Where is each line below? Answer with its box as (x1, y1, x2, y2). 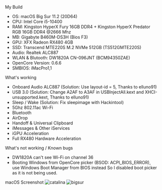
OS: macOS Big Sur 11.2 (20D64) (12, 14, 78, 19)
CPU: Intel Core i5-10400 (12, 19, 63, 24)
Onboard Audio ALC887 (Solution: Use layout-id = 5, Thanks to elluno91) (12, 84, 157, 89)
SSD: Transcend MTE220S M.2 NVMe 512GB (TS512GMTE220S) (12, 45, 142, 50)
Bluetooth (12, 110, 32, 116)
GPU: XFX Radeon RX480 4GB (12, 39, 74, 45)
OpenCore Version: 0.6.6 (12, 60, 62, 66)
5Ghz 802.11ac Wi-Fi (12, 104, 53, 110)
